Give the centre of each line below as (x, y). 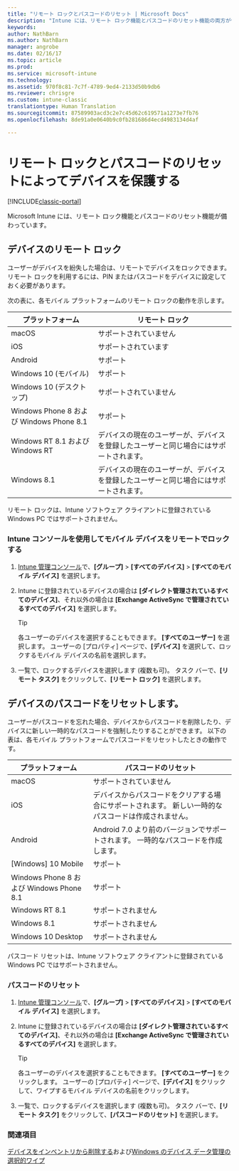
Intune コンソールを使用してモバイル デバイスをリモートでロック (118, 539)
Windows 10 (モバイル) (50, 374)
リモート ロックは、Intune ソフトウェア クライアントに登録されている (110, 510)
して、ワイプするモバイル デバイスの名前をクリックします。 (105, 1090)
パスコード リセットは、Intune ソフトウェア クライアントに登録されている (116, 956)
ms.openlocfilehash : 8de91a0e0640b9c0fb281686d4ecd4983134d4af (103, 119)
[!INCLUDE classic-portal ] (44, 201)
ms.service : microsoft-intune (52, 73)
